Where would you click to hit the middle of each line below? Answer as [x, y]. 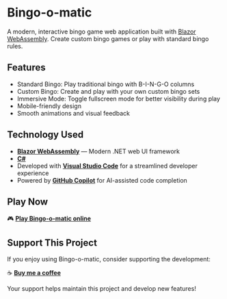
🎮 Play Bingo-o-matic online [49, 219]
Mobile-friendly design [49, 106]
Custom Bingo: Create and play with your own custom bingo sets [108, 91]
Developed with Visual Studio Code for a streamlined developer [107, 166]
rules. [15, 46]
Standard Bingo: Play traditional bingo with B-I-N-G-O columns [106, 84]
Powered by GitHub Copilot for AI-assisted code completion [102, 180]
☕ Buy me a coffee [34, 273]
